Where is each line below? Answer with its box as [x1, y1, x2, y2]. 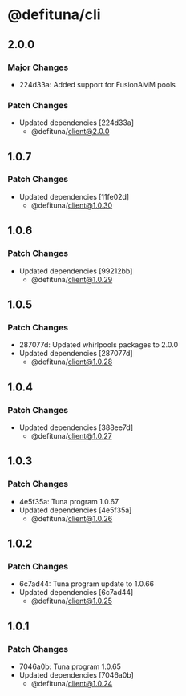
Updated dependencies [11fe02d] [18, 192, 130, 201]
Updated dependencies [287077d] [18, 349, 133, 358]
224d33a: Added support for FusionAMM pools [18, 79, 176, 89]
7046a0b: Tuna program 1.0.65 [18, 662, 122, 671]
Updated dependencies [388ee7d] [18, 423, 134, 432]
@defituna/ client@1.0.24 [30, 678, 113, 688]
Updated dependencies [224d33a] [18, 118, 134, 127]
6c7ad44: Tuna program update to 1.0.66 [18, 579, 155, 589]
